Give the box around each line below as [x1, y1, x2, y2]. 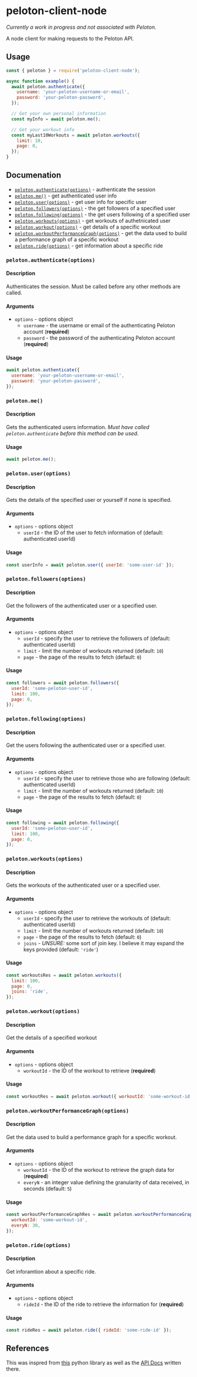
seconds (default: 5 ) [23, 1185, 72, 1192]
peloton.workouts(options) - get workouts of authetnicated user [14, 217, 171, 224]
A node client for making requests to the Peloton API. [6, 35, 134, 42]
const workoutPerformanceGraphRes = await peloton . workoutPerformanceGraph [6, 1212, 195, 1218]
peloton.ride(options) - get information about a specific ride [14, 242, 163, 249]
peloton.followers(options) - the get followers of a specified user [14, 205, 176, 212]
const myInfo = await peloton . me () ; [11, 116, 101, 122]
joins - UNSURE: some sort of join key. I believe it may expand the [23, 939, 185, 947]
